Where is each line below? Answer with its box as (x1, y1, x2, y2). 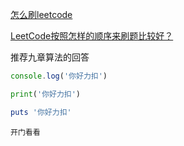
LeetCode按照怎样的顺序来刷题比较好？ (10, 30, 174, 42)
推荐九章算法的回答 (10, 51, 90, 63)
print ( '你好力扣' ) (10, 89, 82, 99)
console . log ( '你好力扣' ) (10, 71, 108, 81)
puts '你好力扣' (10, 107, 72, 117)
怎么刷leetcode (10, 9, 73, 20)
